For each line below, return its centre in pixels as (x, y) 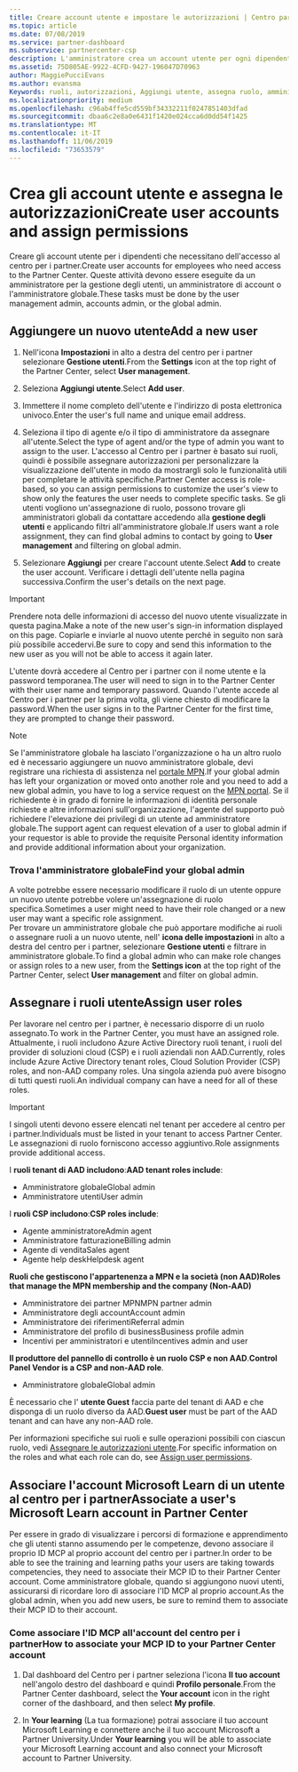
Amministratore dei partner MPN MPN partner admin (117, 1304)
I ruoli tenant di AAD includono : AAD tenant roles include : (116, 1170)
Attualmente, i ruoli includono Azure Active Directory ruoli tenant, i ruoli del (145, 1043)
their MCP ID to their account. (63, 1610)
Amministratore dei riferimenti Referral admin (103, 1322)
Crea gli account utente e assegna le (146, 193)
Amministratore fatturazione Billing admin (96, 1241)
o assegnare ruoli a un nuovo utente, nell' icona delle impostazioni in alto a (147, 937)
